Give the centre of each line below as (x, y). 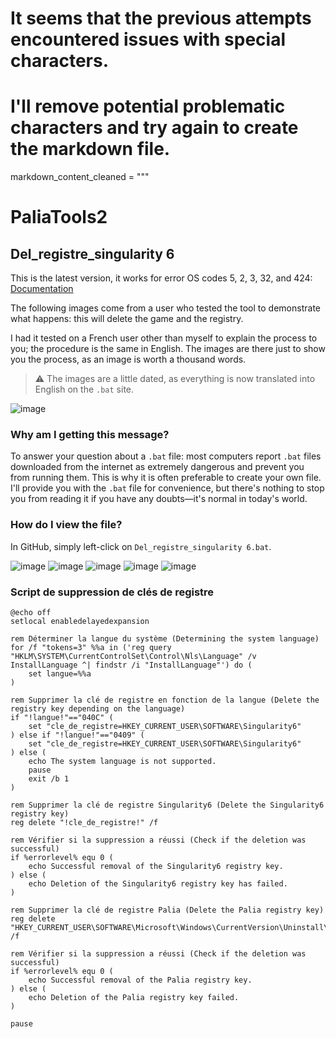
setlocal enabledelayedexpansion (80, 622)
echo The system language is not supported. (122, 762)
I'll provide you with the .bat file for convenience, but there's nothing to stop (167, 488)
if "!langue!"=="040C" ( (62, 718)
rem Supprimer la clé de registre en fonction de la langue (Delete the (165, 700)
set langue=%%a (60, 674)
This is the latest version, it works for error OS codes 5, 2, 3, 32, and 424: (161, 278)
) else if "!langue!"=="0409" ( (77, 735)
